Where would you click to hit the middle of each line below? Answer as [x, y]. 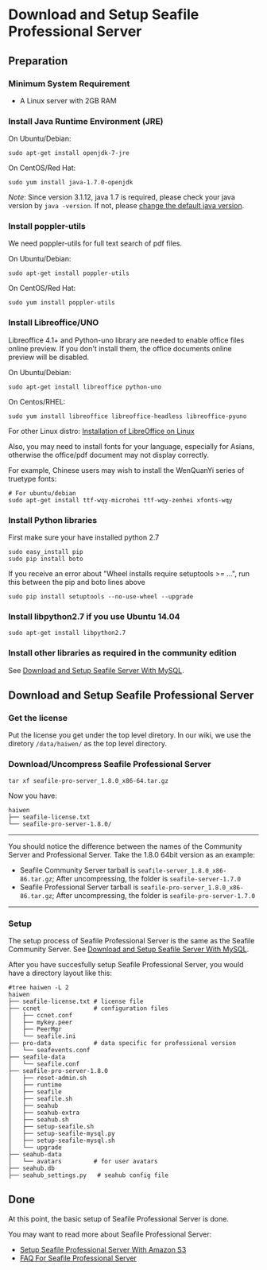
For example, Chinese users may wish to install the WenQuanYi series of [126, 470]
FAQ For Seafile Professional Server [78, 1258]
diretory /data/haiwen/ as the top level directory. [87, 744]
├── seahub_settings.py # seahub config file [89, 1175]
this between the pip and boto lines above [77, 583]
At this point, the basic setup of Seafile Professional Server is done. [118, 1218]
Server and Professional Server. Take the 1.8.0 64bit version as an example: [132, 854]
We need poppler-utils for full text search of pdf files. [95, 243]
